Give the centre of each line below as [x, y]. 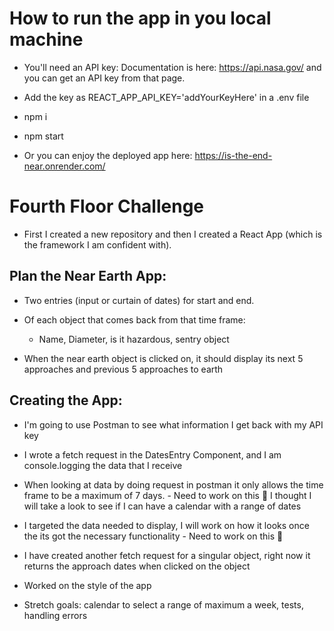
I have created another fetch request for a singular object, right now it [167, 555]
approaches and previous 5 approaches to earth [123, 369]
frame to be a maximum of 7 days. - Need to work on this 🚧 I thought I [167, 495]
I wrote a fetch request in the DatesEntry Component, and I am [152, 454]
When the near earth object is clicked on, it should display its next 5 [163, 358]
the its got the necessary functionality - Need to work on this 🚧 [153, 536]
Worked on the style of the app [87, 585]
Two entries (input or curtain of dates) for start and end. [139, 300]
